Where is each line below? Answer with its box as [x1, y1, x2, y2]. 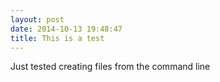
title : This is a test [10, 33, 105, 43]
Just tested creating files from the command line [10, 61, 211, 73]
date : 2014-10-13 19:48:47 [10, 24, 123, 34]
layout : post [10, 14, 65, 25]
